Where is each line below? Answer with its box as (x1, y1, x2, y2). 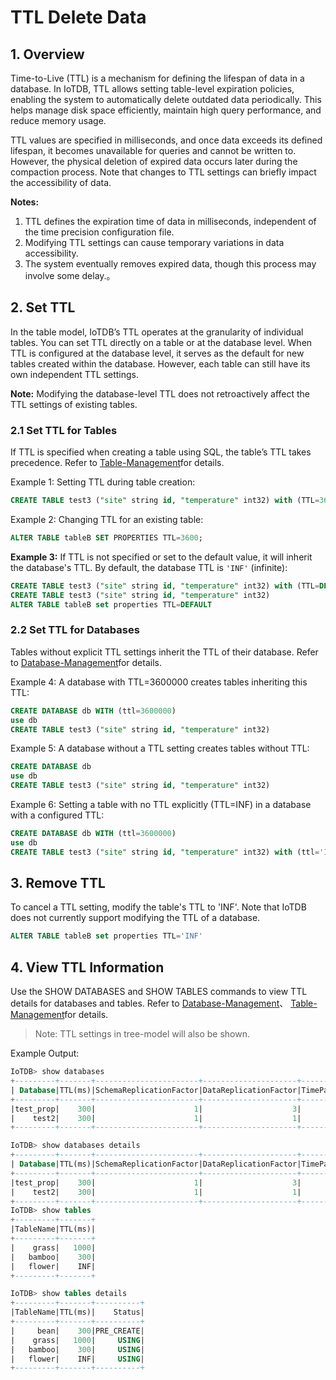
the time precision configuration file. (24, 226, 175, 238)
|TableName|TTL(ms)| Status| (10, 1307, 145, 1318)
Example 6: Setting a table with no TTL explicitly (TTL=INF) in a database (10, 799, 312, 811)
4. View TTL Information (10, 959, 165, 976)
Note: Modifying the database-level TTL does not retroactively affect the (10, 387, 311, 400)
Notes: (10, 196, 40, 208)
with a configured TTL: (10, 809, 105, 821)
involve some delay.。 (24, 270, 116, 281)
